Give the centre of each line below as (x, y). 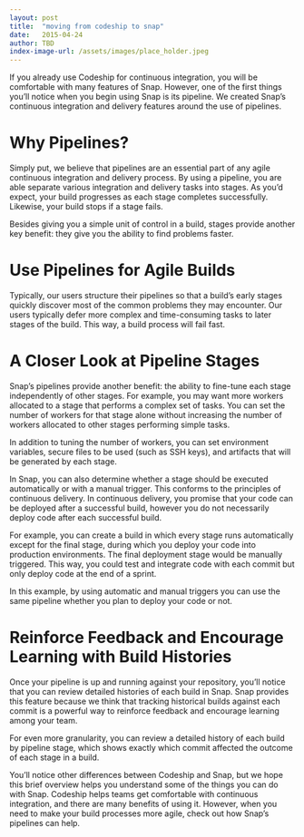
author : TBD (32, 43)
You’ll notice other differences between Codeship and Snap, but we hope (147, 774)
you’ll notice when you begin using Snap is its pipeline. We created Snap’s (147, 97)
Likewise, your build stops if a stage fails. (86, 207)
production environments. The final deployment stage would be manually (146, 554)
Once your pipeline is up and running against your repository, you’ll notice (147, 682)
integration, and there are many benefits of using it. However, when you (143, 803)
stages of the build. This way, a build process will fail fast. (117, 324)
